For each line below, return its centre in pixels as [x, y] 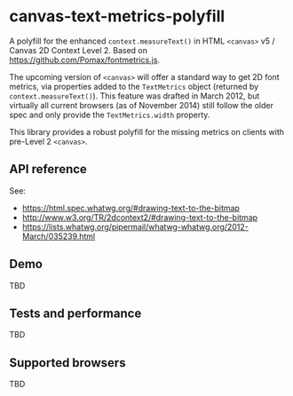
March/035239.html [59, 236]
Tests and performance [75, 313]
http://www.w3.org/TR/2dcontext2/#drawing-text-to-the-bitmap [140, 217]
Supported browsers [67, 363]
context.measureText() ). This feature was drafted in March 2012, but [135, 96]
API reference [48, 169]
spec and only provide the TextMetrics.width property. [110, 115]
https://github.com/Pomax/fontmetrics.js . [85, 59]
